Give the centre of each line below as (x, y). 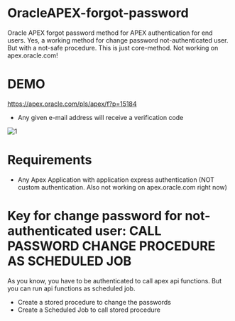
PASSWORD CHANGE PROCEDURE (111, 246)
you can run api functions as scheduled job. (71, 288)
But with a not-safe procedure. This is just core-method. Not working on (113, 48)
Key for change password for (95, 216)
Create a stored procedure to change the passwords (94, 302)
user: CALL (128, 231)
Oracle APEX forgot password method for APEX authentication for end (110, 33)
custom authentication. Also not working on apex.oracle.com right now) (122, 187)
